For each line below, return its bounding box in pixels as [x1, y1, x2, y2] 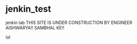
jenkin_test [5, 3, 51, 15]
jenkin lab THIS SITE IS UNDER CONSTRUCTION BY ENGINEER [5, 20, 133, 25]
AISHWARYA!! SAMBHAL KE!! [5, 24, 65, 30]
